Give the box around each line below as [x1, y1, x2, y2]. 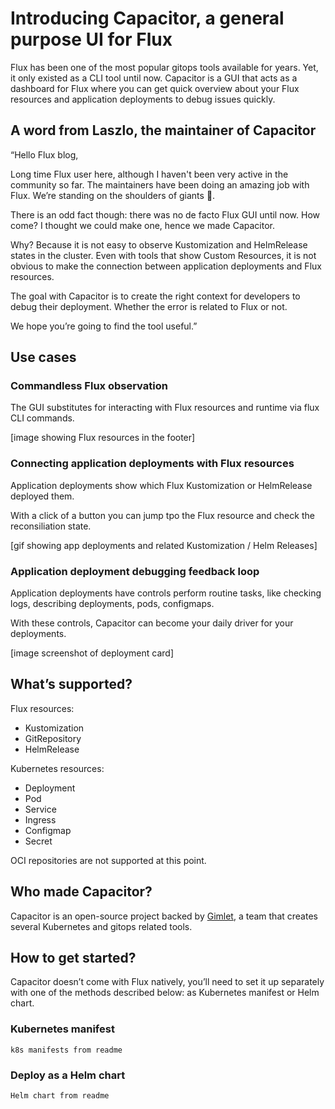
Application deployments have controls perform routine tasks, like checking [10, 587, 322, 599]
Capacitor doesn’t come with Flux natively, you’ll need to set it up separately [10, 976, 325, 988]
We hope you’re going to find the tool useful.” [10, 320, 198, 332]
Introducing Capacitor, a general [10, 7, 285, 30]
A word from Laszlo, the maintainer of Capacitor [10, 122, 317, 139]
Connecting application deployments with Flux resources [10, 457, 295, 471]
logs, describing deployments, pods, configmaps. [10, 598, 215, 610]
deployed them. [10, 490, 75, 502]
